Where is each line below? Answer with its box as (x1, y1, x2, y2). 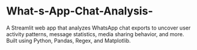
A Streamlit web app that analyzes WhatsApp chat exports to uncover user (6, 24, 191, 31)
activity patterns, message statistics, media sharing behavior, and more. (6, 30, 184, 37)
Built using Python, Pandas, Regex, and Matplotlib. (6, 37, 131, 44)
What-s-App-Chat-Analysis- (6, 4, 153, 18)
